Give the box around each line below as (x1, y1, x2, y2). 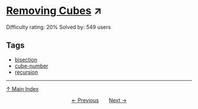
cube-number (14, 62, 49, 69)
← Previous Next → (71, 97, 127, 104)
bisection (14, 56, 37, 63)
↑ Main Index (6, 85, 39, 92)
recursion (14, 69, 38, 76)
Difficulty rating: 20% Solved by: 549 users (6, 23, 111, 30)
